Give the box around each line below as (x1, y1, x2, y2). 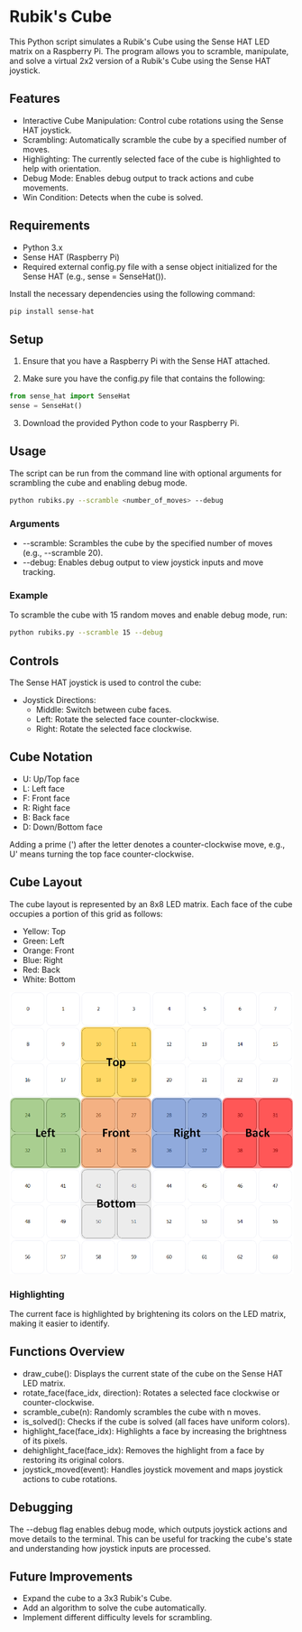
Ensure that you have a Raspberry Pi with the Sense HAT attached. (22, 356, 270, 366)
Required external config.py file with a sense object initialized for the (22, 261, 278, 272)
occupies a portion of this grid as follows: (9, 908, 164, 919)
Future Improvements (9, 1569, 133, 1584)
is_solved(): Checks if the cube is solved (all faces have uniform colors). (22, 1415, 290, 1427)
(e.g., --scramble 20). (22, 547, 104, 558)
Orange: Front (22, 945, 75, 956)
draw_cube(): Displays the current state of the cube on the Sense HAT (22, 1368, 284, 1378)
